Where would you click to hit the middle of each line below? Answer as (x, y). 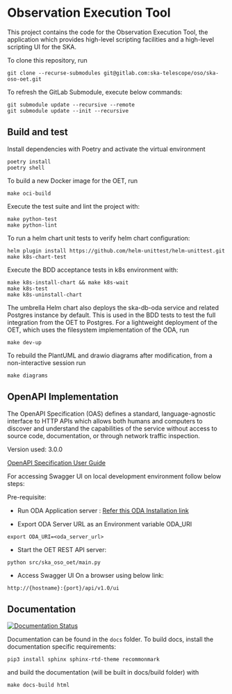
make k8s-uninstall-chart (44, 294)
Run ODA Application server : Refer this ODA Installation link (103, 510)
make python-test (32, 219)
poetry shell (26, 168)
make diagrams (28, 376)
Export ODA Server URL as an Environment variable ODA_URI (105, 524)
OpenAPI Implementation (63, 397)
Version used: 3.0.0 (35, 449)
